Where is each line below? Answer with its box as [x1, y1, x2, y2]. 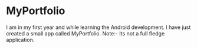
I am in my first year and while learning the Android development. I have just [6, 24, 191, 31]
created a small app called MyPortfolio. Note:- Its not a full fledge [6, 30, 165, 37]
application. [6, 36, 35, 43]
